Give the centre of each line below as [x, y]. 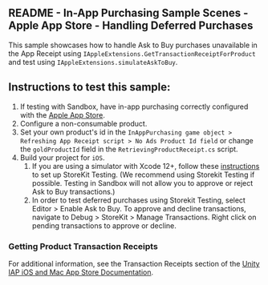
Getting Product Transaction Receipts [83, 246]
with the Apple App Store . [63, 114]
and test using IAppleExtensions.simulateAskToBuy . [93, 62]
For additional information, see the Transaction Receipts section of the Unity [134, 263]
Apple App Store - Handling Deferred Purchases [131, 26]
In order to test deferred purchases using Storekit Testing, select [139, 200]
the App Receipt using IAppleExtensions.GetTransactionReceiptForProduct [132, 53]
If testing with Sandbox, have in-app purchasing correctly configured [134, 106]
